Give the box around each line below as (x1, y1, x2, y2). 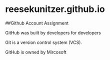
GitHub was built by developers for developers (5, 29, 101, 35)
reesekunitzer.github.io (5, 3, 105, 15)
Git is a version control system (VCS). (5, 39, 82, 45)
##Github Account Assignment (5, 20, 69, 26)
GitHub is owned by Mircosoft (5, 49, 66, 55)
